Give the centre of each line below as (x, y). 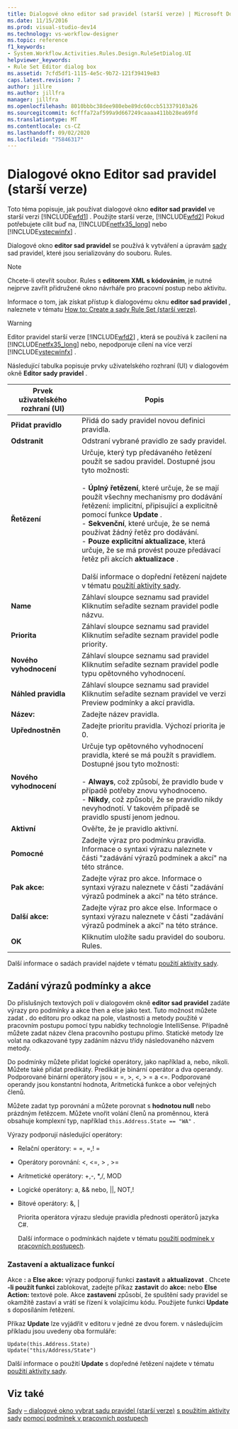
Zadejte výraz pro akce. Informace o (141, 879)
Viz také (26, 1393)
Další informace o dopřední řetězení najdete (154, 577)
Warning (19, 323)
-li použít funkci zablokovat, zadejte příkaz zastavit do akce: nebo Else (112, 1287)
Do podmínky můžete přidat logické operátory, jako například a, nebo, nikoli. (118, 1062)
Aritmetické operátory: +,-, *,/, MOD (69, 1176)
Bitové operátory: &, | (49, 1203)
